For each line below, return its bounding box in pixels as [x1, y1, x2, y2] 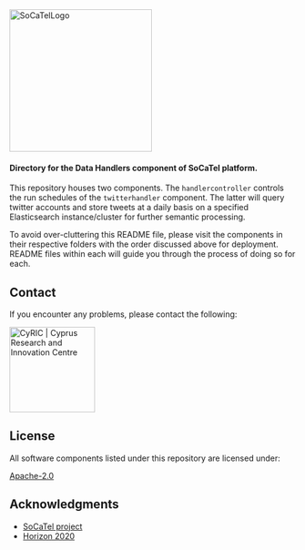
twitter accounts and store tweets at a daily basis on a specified [9, 202, 249, 213]
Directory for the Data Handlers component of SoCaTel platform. [9, 162, 258, 173]
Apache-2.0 [9, 470, 55, 481]
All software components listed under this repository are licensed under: [9, 453, 280, 463]
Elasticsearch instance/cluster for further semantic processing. [9, 211, 246, 222]
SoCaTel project [22, 521, 83, 532]
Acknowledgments [9, 496, 120, 513]
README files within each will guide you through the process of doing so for [9, 249, 296, 260]
